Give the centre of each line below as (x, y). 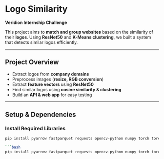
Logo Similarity (36, 9)
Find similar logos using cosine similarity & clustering (67, 89)
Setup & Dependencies (41, 115)
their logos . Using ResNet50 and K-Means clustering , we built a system (78, 37)
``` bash (13, 147)
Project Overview (32, 62)
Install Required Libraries (35, 129)
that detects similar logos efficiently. (41, 42)
